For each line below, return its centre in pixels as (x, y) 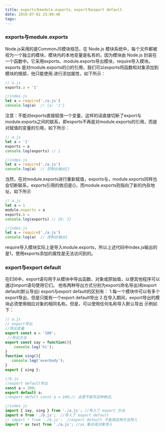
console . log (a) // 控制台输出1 (36, 237)
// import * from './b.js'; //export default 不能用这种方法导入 (71, 420)
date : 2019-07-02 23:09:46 (33, 14)
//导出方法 (17, 338)
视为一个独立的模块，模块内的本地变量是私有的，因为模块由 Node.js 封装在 (81, 55)
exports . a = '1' (22, 87)
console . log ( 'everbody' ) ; (38, 361)
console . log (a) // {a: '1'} (35, 106)
